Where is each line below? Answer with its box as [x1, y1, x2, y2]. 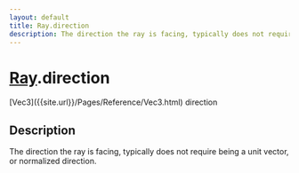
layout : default [9, 12, 69, 22]
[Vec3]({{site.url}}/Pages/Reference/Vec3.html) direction [9, 97, 218, 107]
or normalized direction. [9, 156, 97, 167]
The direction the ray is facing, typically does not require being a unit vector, [9, 146, 289, 157]
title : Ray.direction [9, 21, 90, 30]
